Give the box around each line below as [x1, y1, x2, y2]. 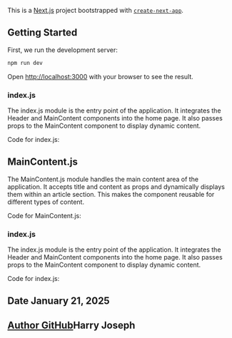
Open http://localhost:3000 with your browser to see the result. [7, 72, 194, 81]
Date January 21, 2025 [7, 295, 110, 307]
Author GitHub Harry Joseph [7, 319, 136, 331]
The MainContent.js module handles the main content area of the [7, 175, 198, 183]
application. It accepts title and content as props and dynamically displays [7, 182, 225, 191]
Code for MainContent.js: [7, 211, 82, 220]
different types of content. [7, 198, 84, 206]
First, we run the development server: [7, 46, 118, 54]
